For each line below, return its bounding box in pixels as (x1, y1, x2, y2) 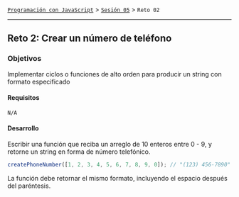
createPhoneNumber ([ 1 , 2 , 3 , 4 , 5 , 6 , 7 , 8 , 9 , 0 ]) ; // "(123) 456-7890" (7, 162, 231, 169)
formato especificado (7, 77, 70, 86)
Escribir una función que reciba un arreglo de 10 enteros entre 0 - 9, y (7, 140, 212, 149)
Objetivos (7, 54, 42, 64)
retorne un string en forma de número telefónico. (7, 147, 151, 156)
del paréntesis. (7, 181, 51, 190)
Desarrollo (7, 124, 39, 133)
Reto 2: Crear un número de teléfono (7, 33, 172, 45)
